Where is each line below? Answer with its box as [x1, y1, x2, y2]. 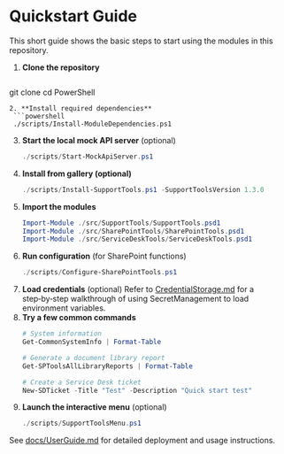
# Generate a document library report [21, 353, 165, 362]
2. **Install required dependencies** [9, 104, 152, 112]
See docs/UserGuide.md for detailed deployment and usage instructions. [9, 435, 276, 446]
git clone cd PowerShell [9, 87, 96, 97]
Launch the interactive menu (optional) [21, 402, 167, 412]
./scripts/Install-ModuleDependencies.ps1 [12, 119, 173, 128]
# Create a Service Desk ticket [21, 378, 142, 387]
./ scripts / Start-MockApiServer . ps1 [21, 152, 154, 161]
